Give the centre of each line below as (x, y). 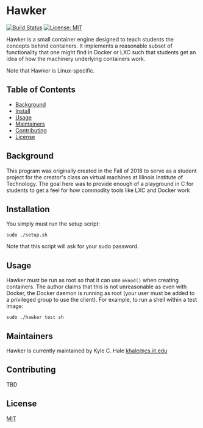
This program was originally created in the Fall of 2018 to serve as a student (101, 171)
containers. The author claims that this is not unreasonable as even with (97, 287)
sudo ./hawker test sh (35, 318)
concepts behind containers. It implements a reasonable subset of (89, 46)
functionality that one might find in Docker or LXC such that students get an (101, 52)
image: (15, 306)
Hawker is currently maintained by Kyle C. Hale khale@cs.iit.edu (87, 351)
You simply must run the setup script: (53, 224)
